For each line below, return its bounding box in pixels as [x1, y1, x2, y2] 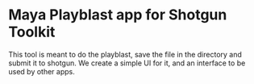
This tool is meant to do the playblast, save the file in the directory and [8, 49, 242, 59]
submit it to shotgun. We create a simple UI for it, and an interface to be [8, 58, 246, 68]
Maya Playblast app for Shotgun [8, 6, 227, 24]
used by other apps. [8, 66, 75, 76]
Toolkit [8, 23, 56, 41]
